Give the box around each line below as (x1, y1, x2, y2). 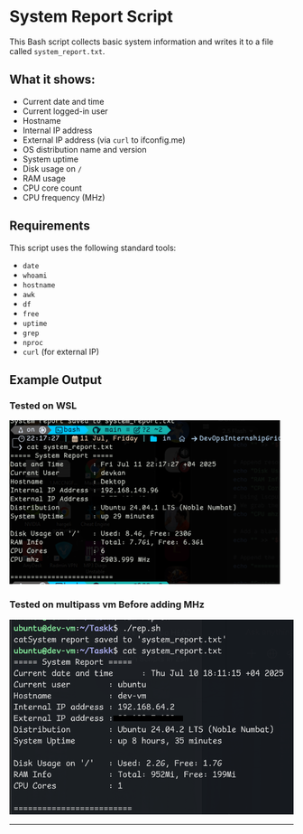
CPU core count (22, 183, 83, 193)
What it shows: (9, 72, 96, 88)
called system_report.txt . (9, 45, 106, 56)
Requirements (9, 219, 90, 234)
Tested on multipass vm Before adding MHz (9, 598, 205, 611)
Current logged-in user (22, 106, 108, 117)
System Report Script (9, 6, 173, 27)
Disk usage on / (22, 163, 83, 173)
